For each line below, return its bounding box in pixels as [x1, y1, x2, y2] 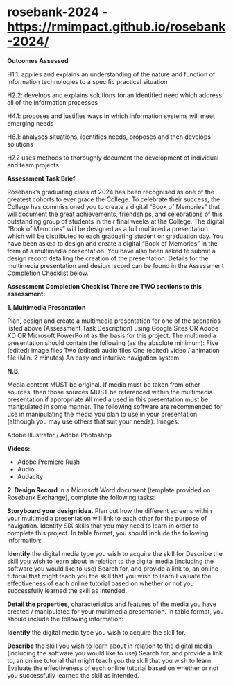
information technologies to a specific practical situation [7, 77, 168, 85]
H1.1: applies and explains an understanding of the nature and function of [7, 70, 216, 78]
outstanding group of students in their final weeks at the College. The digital [7, 217, 225, 226]
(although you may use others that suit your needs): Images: [7, 417, 180, 426]
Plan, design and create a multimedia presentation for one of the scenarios [7, 317, 221, 325]
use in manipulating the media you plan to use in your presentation [7, 410, 198, 418]
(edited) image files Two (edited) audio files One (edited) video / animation [7, 346, 220, 354]
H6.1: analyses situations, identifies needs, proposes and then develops [7, 133, 212, 141]
